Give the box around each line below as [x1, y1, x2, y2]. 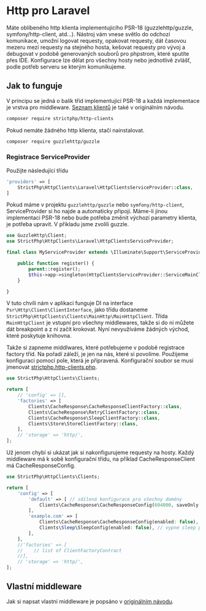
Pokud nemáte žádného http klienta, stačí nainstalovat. [6, 126, 145, 134]
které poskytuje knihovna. [6, 332, 72, 340]
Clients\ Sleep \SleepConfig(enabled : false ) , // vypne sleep [39, 525, 196, 531]
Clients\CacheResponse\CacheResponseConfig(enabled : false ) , [39, 519, 199, 525]
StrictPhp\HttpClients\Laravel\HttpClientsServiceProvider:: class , [17, 184, 193, 191]
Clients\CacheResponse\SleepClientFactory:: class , [28, 415, 161, 421]
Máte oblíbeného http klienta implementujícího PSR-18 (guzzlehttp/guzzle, [6, 24, 194, 31]
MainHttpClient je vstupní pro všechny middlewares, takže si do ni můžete [6, 319, 194, 327]
